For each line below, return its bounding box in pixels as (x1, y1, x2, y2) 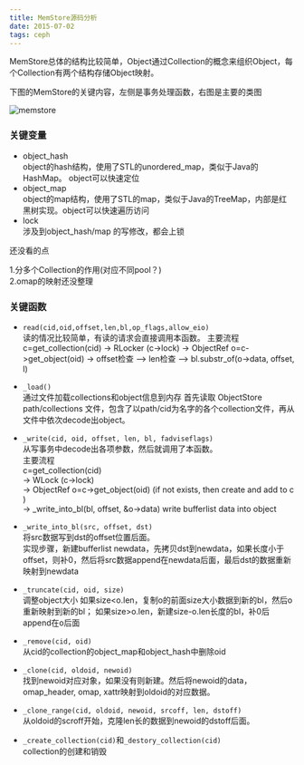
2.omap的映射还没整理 (9, 276, 93, 286)
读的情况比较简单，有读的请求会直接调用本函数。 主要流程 (22, 332, 240, 343)
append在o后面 (22, 617, 81, 628)
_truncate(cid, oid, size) (22, 586, 125, 595)
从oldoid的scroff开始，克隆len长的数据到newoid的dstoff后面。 (22, 715, 255, 726)
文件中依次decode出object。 (22, 414, 130, 425)
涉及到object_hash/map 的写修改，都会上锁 (22, 226, 185, 237)
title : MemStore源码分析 (9, 13, 98, 23)
